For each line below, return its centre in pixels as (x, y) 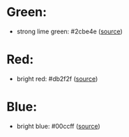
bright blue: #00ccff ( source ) (58, 126)
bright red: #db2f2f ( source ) (57, 79)
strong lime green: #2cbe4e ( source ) (69, 31)
